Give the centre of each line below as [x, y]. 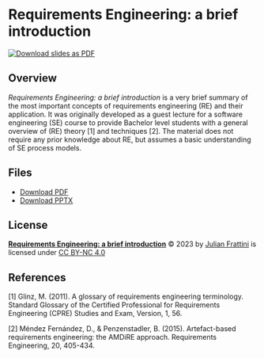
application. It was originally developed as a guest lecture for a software [126, 114]
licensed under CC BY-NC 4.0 [57, 253]
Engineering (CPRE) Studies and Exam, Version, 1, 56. [95, 314]
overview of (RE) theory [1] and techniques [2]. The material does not [121, 131]
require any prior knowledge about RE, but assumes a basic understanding [130, 139]
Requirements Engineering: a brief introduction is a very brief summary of [128, 97]
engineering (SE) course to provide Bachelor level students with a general [128, 122]
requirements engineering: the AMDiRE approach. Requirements [113, 337]
